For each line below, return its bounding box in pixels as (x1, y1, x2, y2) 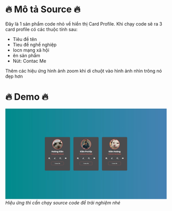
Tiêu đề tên (12, 36, 37, 42)
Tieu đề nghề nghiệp (12, 41, 57, 48)
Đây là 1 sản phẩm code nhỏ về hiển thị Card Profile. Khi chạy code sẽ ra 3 (5, 20, 162, 27)
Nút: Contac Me (12, 58, 47, 64)
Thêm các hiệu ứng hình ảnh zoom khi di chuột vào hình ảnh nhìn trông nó (5, 67, 162, 74)
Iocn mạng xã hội (12, 47, 50, 53)
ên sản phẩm (12, 52, 40, 58)
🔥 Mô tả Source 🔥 (5, 4, 81, 15)
